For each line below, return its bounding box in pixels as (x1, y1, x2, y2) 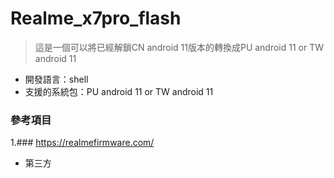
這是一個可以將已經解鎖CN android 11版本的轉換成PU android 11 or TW (34, 41, 325, 53)
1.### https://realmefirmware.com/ (10, 137, 155, 149)
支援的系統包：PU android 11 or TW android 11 (24, 85, 214, 97)
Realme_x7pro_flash (10, 7, 182, 30)
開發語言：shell (24, 73, 89, 85)
